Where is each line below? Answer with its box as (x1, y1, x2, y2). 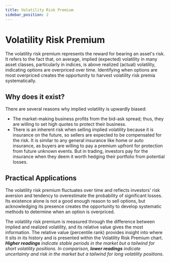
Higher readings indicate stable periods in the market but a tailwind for (5, 240, 155, 246)
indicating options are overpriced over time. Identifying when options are (5, 67, 158, 73)
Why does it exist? (5, 92, 65, 101)
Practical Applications (5, 174, 77, 182)
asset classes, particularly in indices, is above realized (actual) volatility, (5, 61, 156, 68)
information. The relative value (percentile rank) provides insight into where (5, 230, 163, 236)
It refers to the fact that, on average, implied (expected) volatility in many (5, 56, 157, 62)
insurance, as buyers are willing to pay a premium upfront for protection (12, 143, 163, 149)
